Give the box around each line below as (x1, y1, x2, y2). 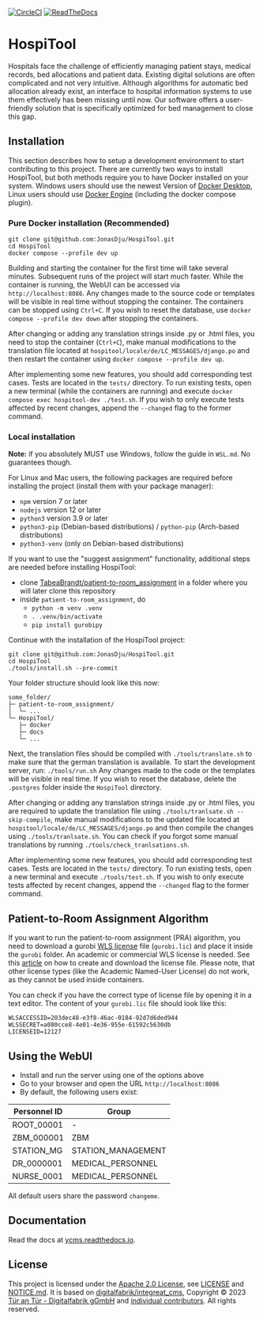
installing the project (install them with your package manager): (8, 481, 214, 491)
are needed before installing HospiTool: (8, 563, 137, 572)
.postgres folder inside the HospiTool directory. (8, 783, 162, 792)
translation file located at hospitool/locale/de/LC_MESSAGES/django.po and (8, 346, 250, 355)
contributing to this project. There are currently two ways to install (8, 164, 224, 173)
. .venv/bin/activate (31, 613, 103, 621)
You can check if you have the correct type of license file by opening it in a (8, 990, 252, 1000)
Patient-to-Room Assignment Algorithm (8, 912, 209, 925)
